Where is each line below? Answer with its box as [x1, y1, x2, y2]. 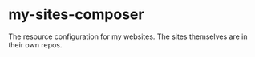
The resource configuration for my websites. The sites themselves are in [8, 32, 248, 41]
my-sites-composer [8, 6, 144, 24]
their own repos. [8, 40, 63, 49]
